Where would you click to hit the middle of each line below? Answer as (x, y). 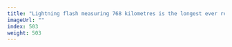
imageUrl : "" (26, 20)
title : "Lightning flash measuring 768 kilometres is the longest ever (112, 13)
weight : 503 (24, 33)
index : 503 (23, 26)
